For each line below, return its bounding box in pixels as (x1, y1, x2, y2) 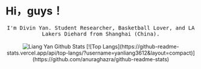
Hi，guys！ (5, 4, 64, 18)
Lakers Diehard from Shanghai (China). (42, 30, 160, 37)
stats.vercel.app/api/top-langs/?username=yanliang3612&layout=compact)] (6, 49, 196, 56)
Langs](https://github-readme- (102, 43, 179, 50)
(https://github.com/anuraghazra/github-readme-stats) (32, 55, 170, 62)
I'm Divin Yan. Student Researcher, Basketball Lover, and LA (7, 24, 195, 31)
